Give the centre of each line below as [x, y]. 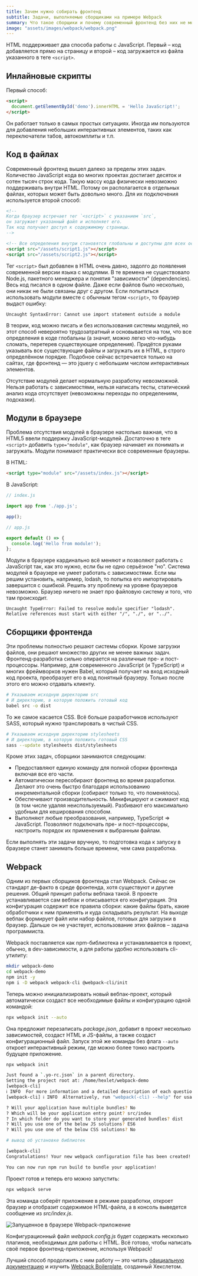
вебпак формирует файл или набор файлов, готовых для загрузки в [91, 919]
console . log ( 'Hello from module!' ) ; [56, 543]
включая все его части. [44, 774]
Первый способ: [27, 90]
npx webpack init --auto [37, 1017]
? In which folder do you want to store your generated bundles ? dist [95, 1119]
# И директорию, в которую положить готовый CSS [67, 740]
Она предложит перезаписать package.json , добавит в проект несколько [99, 1028]
